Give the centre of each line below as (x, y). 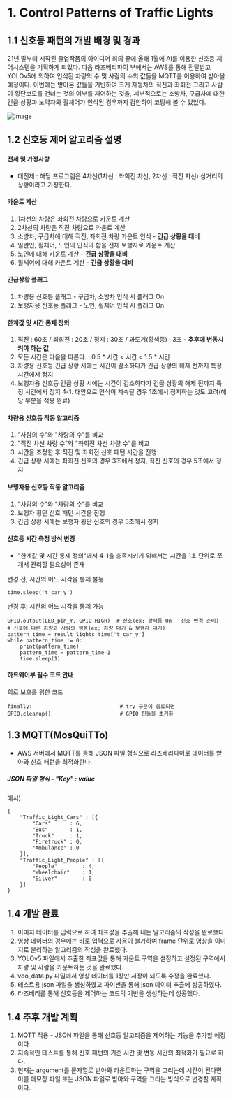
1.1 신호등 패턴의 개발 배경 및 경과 (74, 40)
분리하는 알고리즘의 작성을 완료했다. (79, 949)
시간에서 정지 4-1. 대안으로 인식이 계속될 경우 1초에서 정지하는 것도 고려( (123, 392)
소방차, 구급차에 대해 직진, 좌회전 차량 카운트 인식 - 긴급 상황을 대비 (108, 236)
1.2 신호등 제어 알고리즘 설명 (65, 140)
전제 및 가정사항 (29, 159)
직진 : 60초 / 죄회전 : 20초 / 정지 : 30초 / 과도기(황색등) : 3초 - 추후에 (111, 340)
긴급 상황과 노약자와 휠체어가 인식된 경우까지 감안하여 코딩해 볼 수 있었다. (107, 102)
